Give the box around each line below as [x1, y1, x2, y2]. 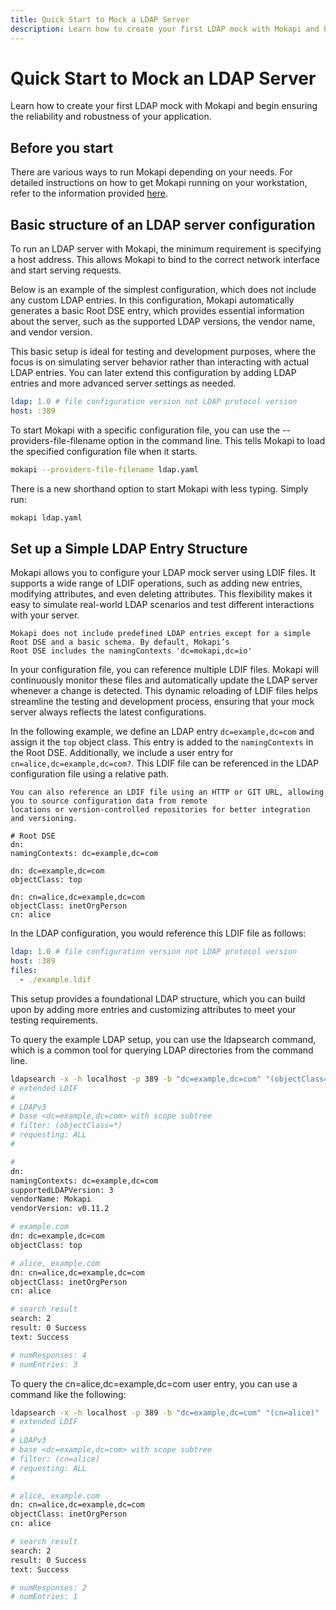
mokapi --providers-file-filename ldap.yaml [10, 464, 199, 475]
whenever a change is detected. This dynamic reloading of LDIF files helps [10, 685, 318, 697]
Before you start [10, 139, 114, 156]
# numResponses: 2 [10, 1582, 87, 1593]
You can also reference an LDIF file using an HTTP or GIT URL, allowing [10, 787, 325, 798]
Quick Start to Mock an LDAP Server [10, 67, 317, 90]
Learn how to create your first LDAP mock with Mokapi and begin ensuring [10, 100, 318, 112]
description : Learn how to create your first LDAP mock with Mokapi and [10, 24, 320, 34]
